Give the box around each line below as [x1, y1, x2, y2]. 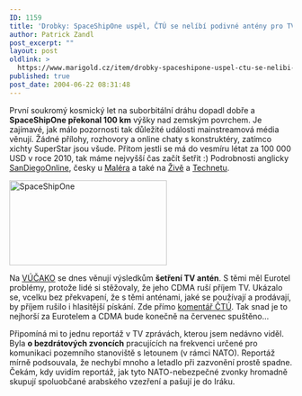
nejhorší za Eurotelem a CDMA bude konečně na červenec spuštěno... [9, 310, 270, 321]
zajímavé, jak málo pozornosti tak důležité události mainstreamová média [9, 123, 280, 135]
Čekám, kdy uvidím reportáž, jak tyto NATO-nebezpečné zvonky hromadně [9, 366, 289, 377]
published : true [9, 72, 70, 81]
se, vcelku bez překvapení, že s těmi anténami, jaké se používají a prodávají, [9, 292, 292, 302]
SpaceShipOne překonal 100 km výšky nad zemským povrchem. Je [9, 114, 262, 125]
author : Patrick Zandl [9, 30, 94, 39]
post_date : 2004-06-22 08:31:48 [9, 80, 130, 89]
